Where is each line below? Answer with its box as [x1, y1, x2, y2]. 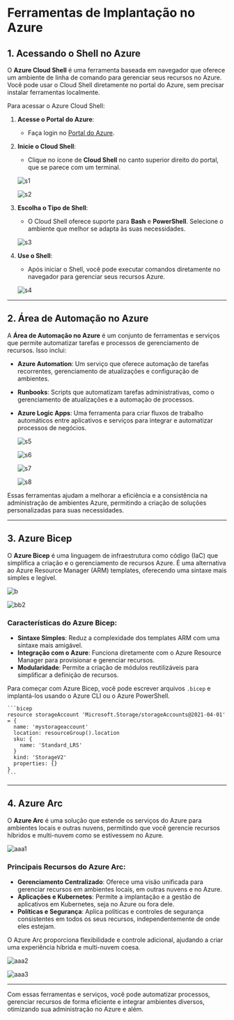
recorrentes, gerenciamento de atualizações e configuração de [17, 367, 199, 375]
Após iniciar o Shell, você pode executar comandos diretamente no [27, 265, 221, 273]
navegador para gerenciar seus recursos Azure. [27, 273, 166, 280]
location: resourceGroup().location [13, 729, 120, 736]
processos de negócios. [17, 423, 87, 432]
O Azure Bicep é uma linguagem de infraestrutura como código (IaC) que [7, 551, 218, 559]
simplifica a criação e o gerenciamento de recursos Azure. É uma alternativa [7, 558, 226, 567]
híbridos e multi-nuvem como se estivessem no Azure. [7, 831, 164, 839]
